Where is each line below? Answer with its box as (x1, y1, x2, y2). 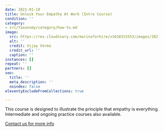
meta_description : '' (9, 79, 54, 84)
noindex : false (9, 84, 41, 89)
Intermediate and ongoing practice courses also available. (5, 112, 122, 117)
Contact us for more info (5, 121, 55, 127)
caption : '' (9, 52, 34, 57)
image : (5, 30, 19, 35)
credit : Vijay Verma (9, 43, 51, 48)
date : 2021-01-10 (5, 7, 41, 12)
